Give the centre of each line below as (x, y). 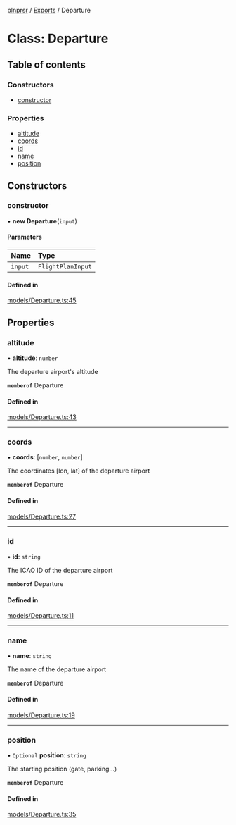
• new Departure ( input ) (42, 221)
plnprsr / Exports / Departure (49, 10)
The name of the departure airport (57, 669)
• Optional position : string (47, 755)
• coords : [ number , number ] (45, 457)
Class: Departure (58, 39)
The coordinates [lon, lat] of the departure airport (79, 471)
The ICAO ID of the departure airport (60, 570)
